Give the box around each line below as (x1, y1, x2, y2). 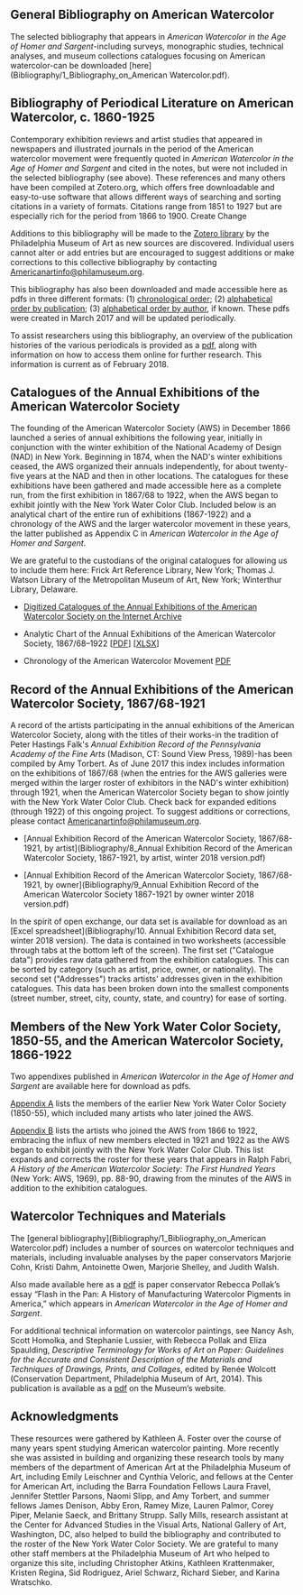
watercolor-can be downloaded (10, 60, 127, 70)
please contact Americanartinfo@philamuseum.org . (10, 816, 202, 826)
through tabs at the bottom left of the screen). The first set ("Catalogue (10, 945, 274, 955)
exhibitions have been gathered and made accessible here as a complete (10, 480, 282, 491)
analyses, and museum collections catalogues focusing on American (10, 50, 266, 61)
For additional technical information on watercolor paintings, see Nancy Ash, (10, 1325, 295, 1336)
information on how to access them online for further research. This (10, 349, 262, 360)
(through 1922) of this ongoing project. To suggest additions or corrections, (10, 807, 291, 817)
